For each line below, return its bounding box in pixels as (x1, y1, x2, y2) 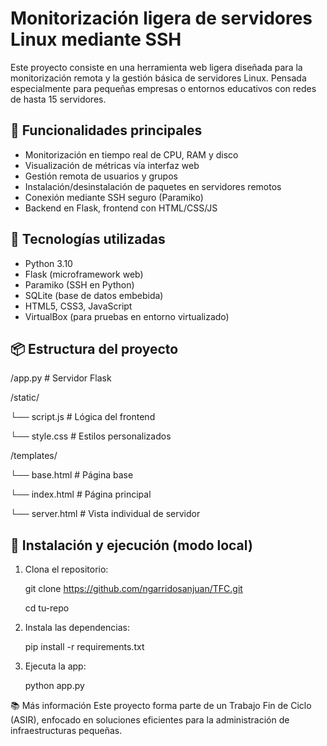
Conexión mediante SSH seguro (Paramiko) (24, 191, 204, 203)
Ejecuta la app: (24, 660, 87, 672)
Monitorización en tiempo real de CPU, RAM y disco (24, 148, 239, 161)
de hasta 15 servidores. (10, 93, 107, 105)
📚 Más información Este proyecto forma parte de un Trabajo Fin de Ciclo (10, 700, 312, 712)
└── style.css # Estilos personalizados (10, 430, 172, 442)
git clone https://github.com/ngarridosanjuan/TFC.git (24, 583, 243, 595)
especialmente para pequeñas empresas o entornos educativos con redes (10, 82, 317, 94)
